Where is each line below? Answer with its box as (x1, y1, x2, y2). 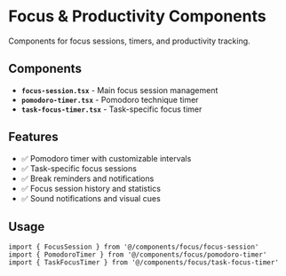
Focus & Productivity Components (8, 6, 267, 27)
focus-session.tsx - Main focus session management (20, 84, 218, 95)
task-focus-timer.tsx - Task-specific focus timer (20, 104, 203, 114)
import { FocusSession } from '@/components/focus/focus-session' (8, 242, 259, 252)
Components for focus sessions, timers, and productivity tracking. (8, 35, 250, 46)
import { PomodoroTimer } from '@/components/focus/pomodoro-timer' (8, 250, 267, 259)
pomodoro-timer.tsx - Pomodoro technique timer (20, 94, 199, 105)
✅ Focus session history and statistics (20, 183, 162, 193)
